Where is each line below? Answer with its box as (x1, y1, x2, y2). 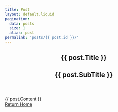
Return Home (5, 101, 32, 107)
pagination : (5, 16, 30, 21)
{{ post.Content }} (5, 96, 42, 102)
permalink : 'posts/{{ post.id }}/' (5, 35, 79, 40)
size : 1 (9, 26, 26, 31)
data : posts (9, 21, 35, 26)
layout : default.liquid (5, 12, 55, 17)
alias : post (9, 30, 35, 35)
